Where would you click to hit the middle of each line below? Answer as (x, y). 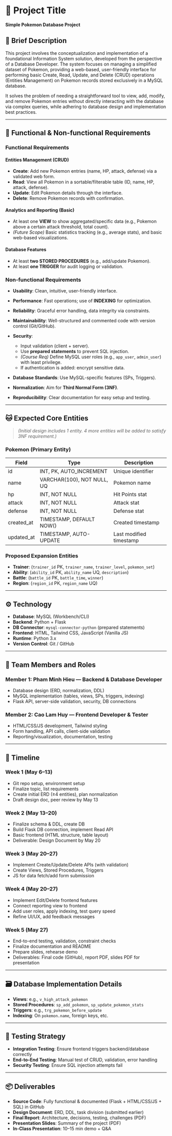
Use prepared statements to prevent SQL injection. (75, 351)
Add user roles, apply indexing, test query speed (64, 911)
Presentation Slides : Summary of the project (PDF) (67, 1123)
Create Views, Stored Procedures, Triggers (58, 870)
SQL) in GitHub (28, 1107)
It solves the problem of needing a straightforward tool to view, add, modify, (85, 96)
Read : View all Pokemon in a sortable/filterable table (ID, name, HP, (83, 182)
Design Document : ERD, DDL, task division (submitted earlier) (78, 1112)
